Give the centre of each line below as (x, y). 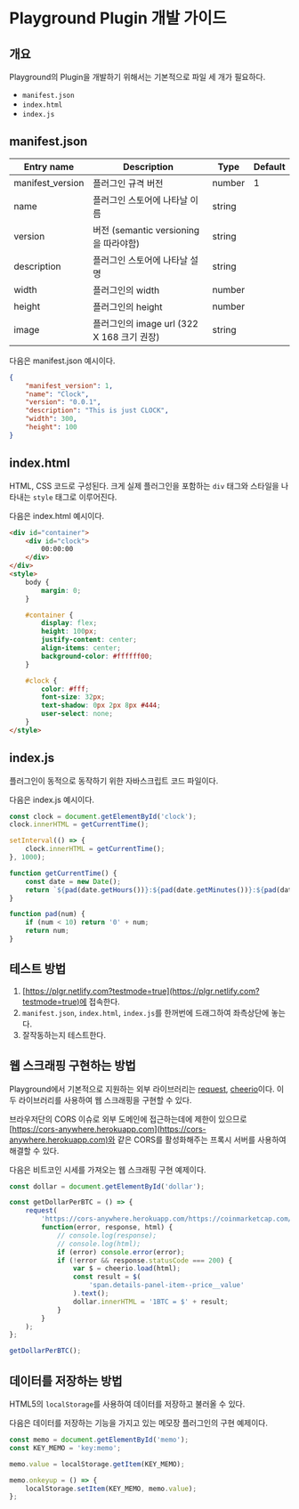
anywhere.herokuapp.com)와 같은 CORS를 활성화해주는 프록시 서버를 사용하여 (148, 1140)
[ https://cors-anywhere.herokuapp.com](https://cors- (108, 1129)
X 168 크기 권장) (126, 337)
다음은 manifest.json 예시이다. (62, 361)
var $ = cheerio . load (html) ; (126, 1269)
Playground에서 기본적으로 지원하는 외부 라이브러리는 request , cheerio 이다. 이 (147, 1089)
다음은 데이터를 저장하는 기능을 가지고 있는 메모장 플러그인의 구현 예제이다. (139, 1423)
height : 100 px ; (69, 632)
